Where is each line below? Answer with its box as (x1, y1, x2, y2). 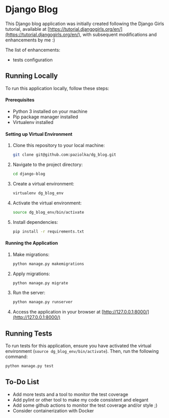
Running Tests (5, 329, 52, 338)
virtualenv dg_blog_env (12, 191, 64, 196)
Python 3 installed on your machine (12, 108, 88, 114)
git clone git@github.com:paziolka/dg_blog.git (12, 152, 116, 157)
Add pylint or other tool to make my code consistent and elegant (12, 396, 149, 403)
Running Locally (5, 72, 58, 80)
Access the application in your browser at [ (12, 309, 104, 315)
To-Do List (5, 378, 39, 386)
